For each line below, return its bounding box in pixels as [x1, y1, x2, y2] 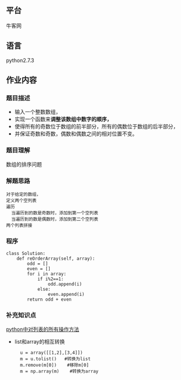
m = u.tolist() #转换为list [20, 355, 91, 362]
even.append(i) [47, 291, 85, 298]
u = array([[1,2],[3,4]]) [20, 350, 83, 355]
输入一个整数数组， [14, 109, 61, 116]
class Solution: [6, 250, 46, 257]
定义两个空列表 [6, 197, 37, 203]
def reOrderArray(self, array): [16, 256, 95, 262]
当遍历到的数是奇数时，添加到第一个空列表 [11, 210, 99, 216]
